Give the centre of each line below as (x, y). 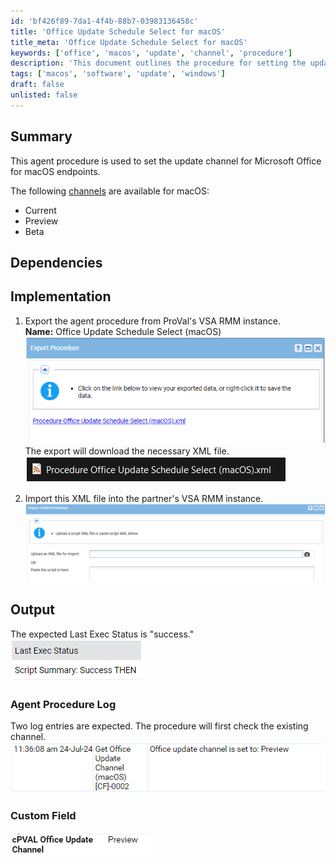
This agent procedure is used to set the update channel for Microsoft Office (166, 161)
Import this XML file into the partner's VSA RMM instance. (144, 499)
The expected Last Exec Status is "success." (102, 634)
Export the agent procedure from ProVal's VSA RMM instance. (153, 321)
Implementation (61, 296)
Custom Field (43, 816)
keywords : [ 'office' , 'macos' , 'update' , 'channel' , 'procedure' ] (151, 53)
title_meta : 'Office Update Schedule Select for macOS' (129, 42)
